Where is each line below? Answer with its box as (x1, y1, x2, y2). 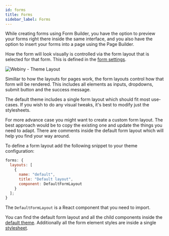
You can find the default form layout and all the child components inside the (5, 214, 163, 220)
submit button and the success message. (5, 87, 91, 93)
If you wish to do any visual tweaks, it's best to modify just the (20, 102, 150, 108)
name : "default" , (18, 172, 55, 177)
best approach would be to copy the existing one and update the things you (5, 122, 162, 129)
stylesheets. (5, 107, 31, 113)
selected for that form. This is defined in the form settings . (5, 56, 127, 63)
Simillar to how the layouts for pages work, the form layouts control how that (5, 76, 164, 82)
